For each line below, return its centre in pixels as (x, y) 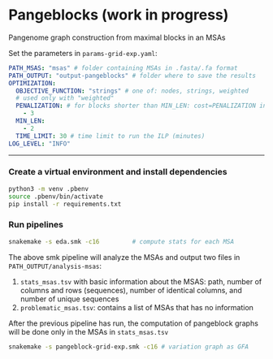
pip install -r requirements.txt (65, 204)
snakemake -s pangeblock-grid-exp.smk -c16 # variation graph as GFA (129, 347)
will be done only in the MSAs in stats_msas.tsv (89, 331)
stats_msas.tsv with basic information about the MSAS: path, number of (141, 281)
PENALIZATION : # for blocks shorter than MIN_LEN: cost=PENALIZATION (136, 106)
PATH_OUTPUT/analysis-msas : (55, 266)
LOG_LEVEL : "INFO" (39, 144)
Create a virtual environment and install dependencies (118, 172)
